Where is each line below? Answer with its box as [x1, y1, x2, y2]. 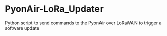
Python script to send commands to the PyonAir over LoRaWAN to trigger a [5, 20, 162, 26]
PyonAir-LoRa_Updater [5, 3, 104, 15]
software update [5, 25, 39, 31]
